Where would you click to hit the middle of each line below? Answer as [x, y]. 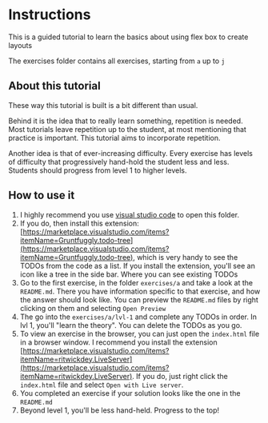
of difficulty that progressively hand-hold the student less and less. [119, 162]
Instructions [50, 15]
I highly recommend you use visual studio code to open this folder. [130, 214]
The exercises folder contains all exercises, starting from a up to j [117, 61]
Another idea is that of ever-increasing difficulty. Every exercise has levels [131, 153]
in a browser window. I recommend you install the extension [118, 342]
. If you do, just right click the [180, 376]
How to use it [42, 196]
